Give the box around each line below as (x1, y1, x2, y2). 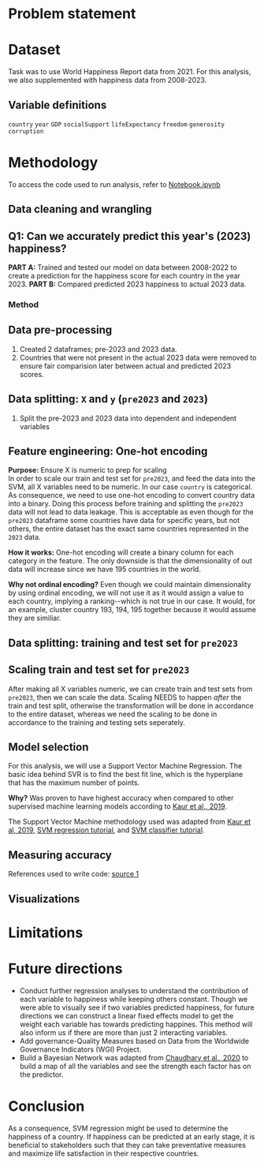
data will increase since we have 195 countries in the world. (8, 565, 201, 574)
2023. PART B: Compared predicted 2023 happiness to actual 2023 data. (8, 279, 247, 289)
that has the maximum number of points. (8, 778, 140, 787)
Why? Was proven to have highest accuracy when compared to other (8, 794, 234, 803)
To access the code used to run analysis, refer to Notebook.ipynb (8, 179, 221, 189)
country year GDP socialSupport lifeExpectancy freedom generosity (8, 120, 225, 129)
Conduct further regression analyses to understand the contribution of (19, 985, 249, 995)
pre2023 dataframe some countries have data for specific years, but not (8, 516, 240, 525)
